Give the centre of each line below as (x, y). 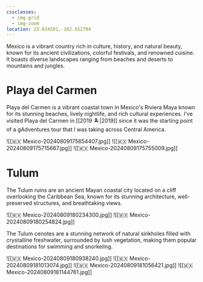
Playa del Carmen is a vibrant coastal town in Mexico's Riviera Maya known (101, 107)
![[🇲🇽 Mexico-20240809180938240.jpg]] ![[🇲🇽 (67, 258)
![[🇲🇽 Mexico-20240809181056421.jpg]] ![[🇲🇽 (133, 266)
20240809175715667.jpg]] (39, 148)
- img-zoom (26, 23)
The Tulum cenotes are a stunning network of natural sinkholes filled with (98, 234)
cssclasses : (21, 12)
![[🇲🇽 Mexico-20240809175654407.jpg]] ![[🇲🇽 (66, 142)
